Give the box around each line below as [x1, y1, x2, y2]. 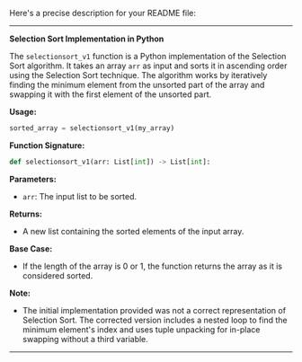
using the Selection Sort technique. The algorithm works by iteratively [9, 70, 268, 80]
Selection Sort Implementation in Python [9, 33, 164, 44]
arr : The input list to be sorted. [22, 190, 138, 201]
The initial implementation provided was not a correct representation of [22, 305, 286, 315]
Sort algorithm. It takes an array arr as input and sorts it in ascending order [9, 60, 288, 71]
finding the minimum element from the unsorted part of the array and [9, 80, 265, 90]
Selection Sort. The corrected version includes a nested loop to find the [22, 314, 288, 325]
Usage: [9, 107, 38, 117]
